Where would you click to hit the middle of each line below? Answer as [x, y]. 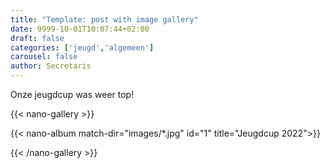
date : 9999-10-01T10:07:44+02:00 [80, 29]
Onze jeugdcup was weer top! [72, 94]
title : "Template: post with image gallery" [104, 19]
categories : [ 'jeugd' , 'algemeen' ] [82, 47]
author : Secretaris [51, 66]
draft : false [37, 38]
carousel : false [44, 57]
